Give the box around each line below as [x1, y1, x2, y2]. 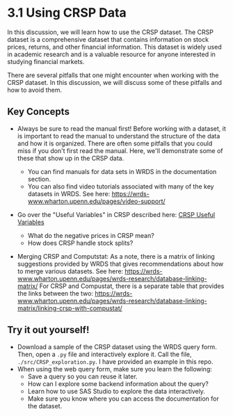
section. [27, 175, 51, 183]
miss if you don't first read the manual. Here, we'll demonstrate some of [17, 146, 223, 154]
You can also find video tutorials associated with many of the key [27, 182, 214, 191]
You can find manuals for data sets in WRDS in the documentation [27, 167, 217, 175]
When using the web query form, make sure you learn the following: [17, 365, 212, 373]
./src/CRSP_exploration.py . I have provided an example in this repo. [17, 357, 214, 366]
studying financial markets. [7, 57, 85, 65]
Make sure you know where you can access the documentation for [27, 394, 219, 403]
